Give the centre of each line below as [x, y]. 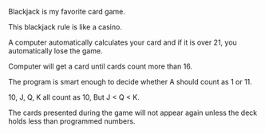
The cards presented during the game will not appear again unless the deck [133, 112]
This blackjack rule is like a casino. [65, 27]
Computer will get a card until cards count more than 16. [101, 66]
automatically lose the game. [55, 51]
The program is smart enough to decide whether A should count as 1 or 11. [131, 82]
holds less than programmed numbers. [72, 121]
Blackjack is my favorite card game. [67, 12]
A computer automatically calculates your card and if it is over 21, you [123, 42]
